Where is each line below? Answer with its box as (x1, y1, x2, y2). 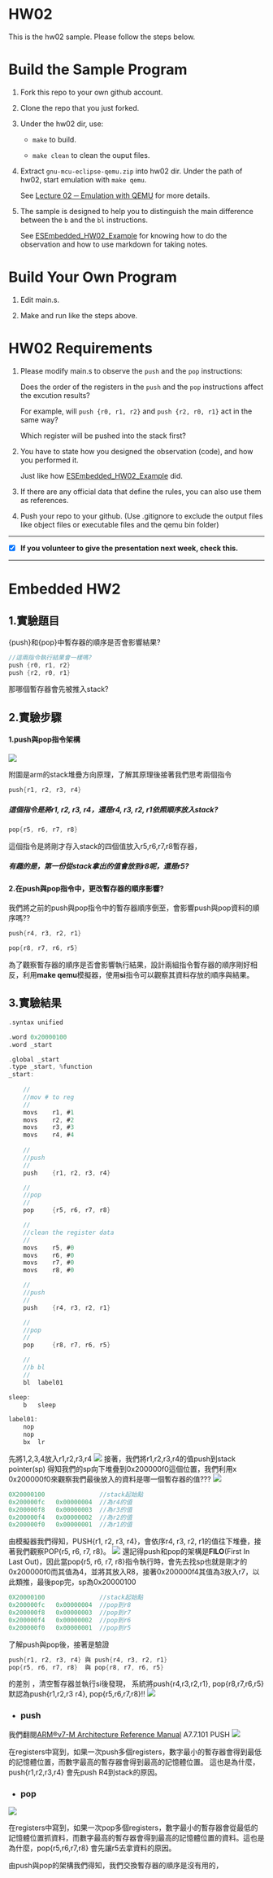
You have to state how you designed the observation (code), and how (19, 446, 253, 456)
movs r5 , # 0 (23, 1243, 75, 1252)
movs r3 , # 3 (23, 1123, 75, 1132)
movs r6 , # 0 (23, 1251, 75, 1259)
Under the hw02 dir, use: (19, 119, 104, 129)
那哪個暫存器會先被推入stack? (8, 685, 109, 694)
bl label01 (23, 1378, 63, 1386)
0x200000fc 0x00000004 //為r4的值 (8, 1498, 132, 1506)
